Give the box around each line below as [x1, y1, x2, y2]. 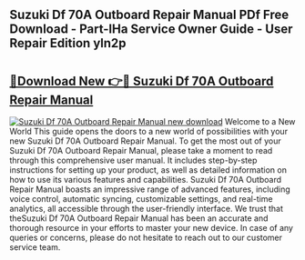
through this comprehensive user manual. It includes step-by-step [9, 155, 258, 165]
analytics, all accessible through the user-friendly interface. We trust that [9, 204, 284, 214]
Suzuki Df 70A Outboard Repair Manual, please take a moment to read [9, 145, 273, 155]
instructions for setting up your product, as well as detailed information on [9, 165, 287, 175]
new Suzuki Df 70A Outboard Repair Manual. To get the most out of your [9, 135, 282, 146]
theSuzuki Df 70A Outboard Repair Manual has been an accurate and [9, 213, 269, 224]
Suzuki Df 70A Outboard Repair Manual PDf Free [9, 7, 290, 23]
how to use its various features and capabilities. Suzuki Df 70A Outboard [9, 175, 282, 185]
